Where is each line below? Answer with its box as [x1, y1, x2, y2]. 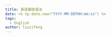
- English [9, 20, 29, 25]
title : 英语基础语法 [5, 7, 43, 12]
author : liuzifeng [5, 25, 43, 30]
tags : [5, 16, 16, 21]
